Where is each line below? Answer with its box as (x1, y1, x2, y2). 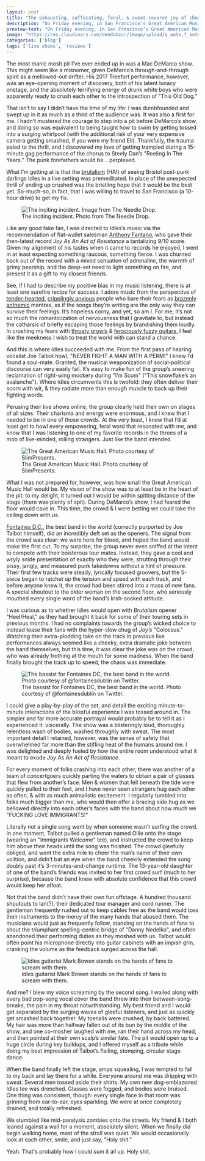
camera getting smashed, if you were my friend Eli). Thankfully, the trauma (6, 136, 194, 144)
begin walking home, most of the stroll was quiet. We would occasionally (6, 1129, 189, 1137)
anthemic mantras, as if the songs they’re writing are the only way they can (6, 301, 195, 308)
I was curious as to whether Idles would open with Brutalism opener (6, 607, 177, 614)
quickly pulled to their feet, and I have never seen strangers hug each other (6, 785, 196, 793)
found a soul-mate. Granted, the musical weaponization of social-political (6, 359, 191, 366)
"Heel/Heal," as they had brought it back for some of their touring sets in (6, 613, 189, 620)
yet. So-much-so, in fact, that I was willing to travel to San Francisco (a (6, 187, 185, 195)
